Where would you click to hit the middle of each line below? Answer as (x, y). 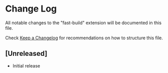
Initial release (26, 65)
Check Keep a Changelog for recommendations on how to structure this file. (84, 38)
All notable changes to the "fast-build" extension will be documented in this (83, 23)
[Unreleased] (26, 54)
